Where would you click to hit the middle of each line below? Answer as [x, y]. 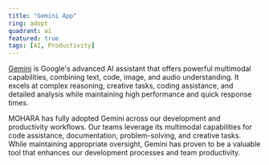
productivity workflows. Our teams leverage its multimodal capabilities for [130, 127]
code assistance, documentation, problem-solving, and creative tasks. [125, 136]
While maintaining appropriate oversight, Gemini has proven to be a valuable [134, 144]
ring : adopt [28, 23]
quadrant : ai [30, 31]
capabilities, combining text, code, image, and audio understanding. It [124, 77]
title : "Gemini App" [43, 16]
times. [18, 103]
